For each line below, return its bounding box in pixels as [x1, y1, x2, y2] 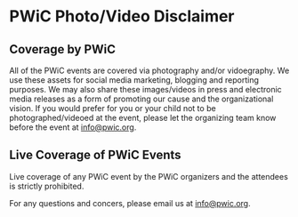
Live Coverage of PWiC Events [9, 148, 181, 163]
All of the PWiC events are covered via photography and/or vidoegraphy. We [9, 65, 290, 76]
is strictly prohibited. [9, 181, 85, 191]
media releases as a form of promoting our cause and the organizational [9, 93, 274, 104]
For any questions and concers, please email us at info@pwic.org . [9, 197, 251, 208]
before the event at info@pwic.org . [9, 122, 137, 133]
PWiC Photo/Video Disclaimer [9, 6, 235, 27]
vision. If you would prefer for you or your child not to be [9, 103, 216, 113]
